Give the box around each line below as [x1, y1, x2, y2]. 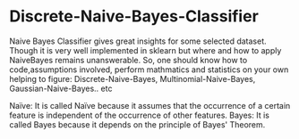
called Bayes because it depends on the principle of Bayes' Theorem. [9, 119, 266, 130]
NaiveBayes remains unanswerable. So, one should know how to [9, 54, 248, 65]
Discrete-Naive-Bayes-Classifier [9, 6, 260, 27]
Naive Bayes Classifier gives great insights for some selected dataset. [9, 36, 267, 46]
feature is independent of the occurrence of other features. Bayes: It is [9, 110, 270, 120]
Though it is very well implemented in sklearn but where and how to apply [9, 45, 282, 55]
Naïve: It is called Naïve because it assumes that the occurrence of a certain [9, 100, 291, 110]
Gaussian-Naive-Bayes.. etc [9, 83, 113, 94]
